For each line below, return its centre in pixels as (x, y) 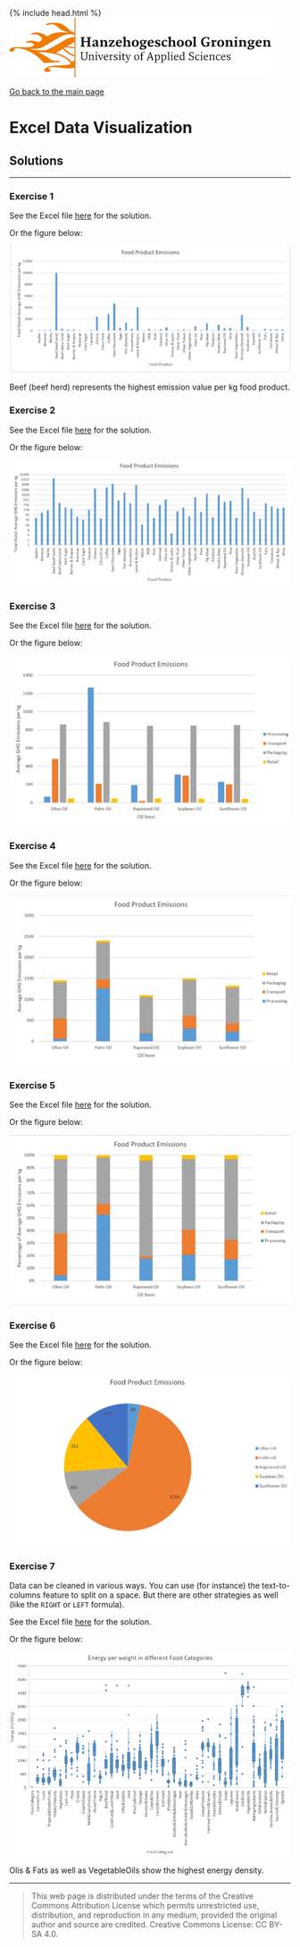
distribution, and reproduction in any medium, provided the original (154, 1915)
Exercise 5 (33, 1085)
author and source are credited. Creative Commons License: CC (149, 1924)
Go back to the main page (57, 92)
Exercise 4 (33, 846)
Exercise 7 (32, 1565)
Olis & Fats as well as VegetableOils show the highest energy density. (137, 1870)
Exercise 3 (33, 606)
